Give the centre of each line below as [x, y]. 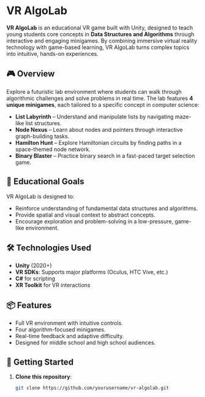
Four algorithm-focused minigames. [60, 330]
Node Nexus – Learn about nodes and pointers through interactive [99, 129]
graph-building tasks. [42, 136]
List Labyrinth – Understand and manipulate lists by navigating [94, 117]
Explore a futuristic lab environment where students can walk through [94, 91]
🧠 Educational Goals [45, 182]
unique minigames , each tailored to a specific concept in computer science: [103, 104]
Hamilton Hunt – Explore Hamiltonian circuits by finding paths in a [98, 142]
